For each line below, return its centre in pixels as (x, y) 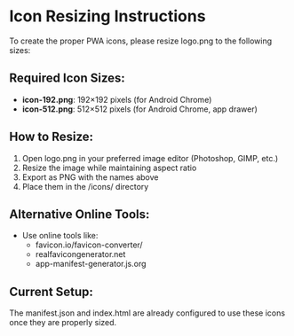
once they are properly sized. (63, 323)
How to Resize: (52, 137)
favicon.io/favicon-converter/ (89, 245)
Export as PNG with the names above (90, 177)
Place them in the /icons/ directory (85, 186)
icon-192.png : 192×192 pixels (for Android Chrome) (117, 99)
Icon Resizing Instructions (107, 16)
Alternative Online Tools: (79, 214)
